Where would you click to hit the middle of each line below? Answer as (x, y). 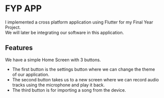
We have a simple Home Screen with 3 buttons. (53, 60)
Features (19, 48)
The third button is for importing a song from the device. (69, 90)
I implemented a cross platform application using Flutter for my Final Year (79, 22)
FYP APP (23, 9)
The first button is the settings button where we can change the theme (83, 69)
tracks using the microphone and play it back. (58, 85)
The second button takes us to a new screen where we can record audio (85, 79)
